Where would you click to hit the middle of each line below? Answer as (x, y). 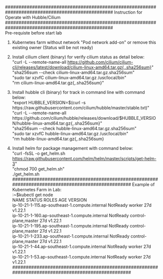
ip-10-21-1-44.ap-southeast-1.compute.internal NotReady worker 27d (81, 246)
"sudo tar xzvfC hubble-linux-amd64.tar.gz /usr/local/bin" (70, 134)
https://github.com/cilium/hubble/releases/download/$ (67, 118)
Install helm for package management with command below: (72, 148)
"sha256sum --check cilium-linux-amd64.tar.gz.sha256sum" (73, 72)
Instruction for (128, 12)
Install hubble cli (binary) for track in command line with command (78, 92)
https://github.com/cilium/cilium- (100, 62)
